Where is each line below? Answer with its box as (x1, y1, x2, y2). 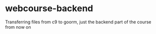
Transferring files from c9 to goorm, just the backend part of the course (5, 19, 152, 25)
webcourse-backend (5, 3, 93, 14)
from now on (5, 24, 31, 30)
